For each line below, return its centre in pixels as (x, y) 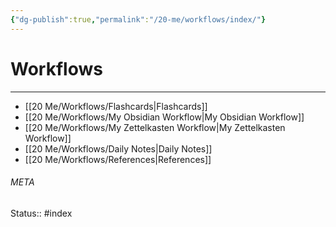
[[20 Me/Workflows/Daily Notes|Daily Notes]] (118, 148)
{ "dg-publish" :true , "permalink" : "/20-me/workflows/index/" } (138, 19)
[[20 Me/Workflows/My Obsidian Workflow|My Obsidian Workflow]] (164, 117)
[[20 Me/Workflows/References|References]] (118, 159)
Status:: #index (41, 213)
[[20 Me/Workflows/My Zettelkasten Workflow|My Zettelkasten (155, 127)
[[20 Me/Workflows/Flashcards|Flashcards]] (116, 106)
